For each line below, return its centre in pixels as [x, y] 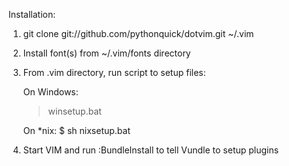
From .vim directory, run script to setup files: [114, 72]
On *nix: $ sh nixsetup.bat [76, 130]
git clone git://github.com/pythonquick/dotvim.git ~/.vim [138, 33]
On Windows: [50, 92]
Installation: [32, 14]
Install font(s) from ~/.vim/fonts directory [106, 53]
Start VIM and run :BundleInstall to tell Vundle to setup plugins [151, 150]
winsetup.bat [74, 111]
